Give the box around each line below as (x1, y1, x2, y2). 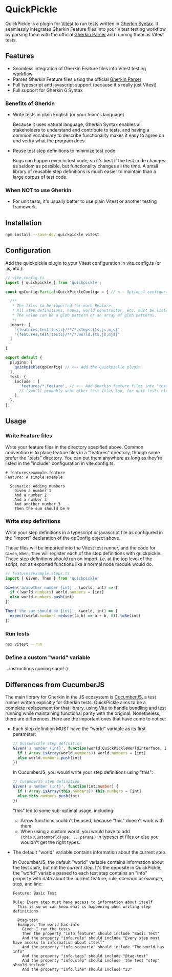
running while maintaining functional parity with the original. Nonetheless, (5, 710, 161, 716)
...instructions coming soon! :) (5, 666, 68, 672)
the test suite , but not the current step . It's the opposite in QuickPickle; (12, 864, 162, 870)
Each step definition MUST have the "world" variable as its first (12, 726, 146, 732)
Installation (5, 219, 42, 227)
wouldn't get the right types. (20, 839, 80, 845)
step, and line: (12, 881, 43, 887)
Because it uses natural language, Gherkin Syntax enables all (12, 121, 142, 128)
